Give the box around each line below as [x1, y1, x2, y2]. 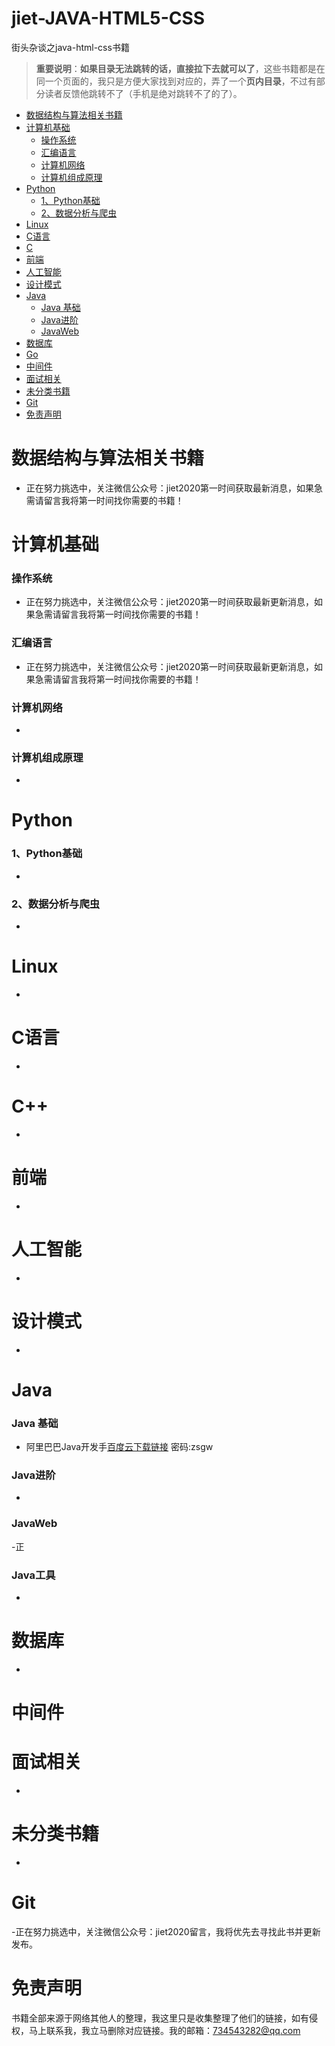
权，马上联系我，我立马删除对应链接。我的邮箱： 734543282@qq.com [11, 2024, 301, 2036]
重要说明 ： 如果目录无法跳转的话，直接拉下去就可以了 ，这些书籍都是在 [35, 62, 326, 74]
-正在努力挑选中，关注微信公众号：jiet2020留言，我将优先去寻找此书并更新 [11, 1925, 321, 1937]
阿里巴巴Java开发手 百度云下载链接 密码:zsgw [25, 1441, 214, 1453]
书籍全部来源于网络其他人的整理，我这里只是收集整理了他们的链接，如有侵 [11, 2012, 318, 2024]
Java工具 [11, 1568, 56, 1582]
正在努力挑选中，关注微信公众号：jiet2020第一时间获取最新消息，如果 [25, 482, 315, 494]
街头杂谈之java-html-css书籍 [11, 41, 130, 53]
